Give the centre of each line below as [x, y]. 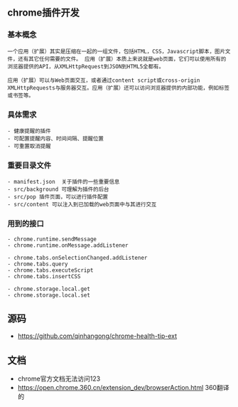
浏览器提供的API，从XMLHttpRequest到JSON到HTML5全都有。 [86, 66]
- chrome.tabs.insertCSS [44, 276]
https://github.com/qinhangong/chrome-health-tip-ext [97, 336]
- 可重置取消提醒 [29, 146]
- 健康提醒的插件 [29, 131]
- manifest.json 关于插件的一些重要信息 [64, 182]
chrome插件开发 [44, 13]
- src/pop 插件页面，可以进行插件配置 [58, 197]
